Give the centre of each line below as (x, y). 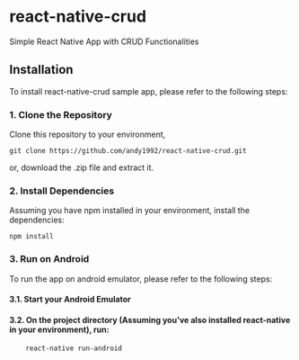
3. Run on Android (49, 259)
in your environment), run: (59, 329)
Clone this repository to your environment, (88, 135)
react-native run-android (74, 348)
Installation (41, 70)
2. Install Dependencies (62, 191)
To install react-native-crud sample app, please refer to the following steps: (149, 91)
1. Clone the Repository (61, 114)
